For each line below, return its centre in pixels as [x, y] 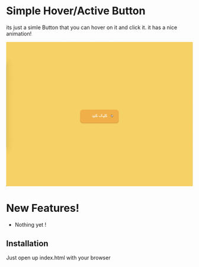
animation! [19, 33]
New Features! [43, 208]
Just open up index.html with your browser [58, 258]
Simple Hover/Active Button [76, 11]
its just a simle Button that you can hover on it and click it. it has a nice [92, 27]
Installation [27, 244]
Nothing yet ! [31, 225]
